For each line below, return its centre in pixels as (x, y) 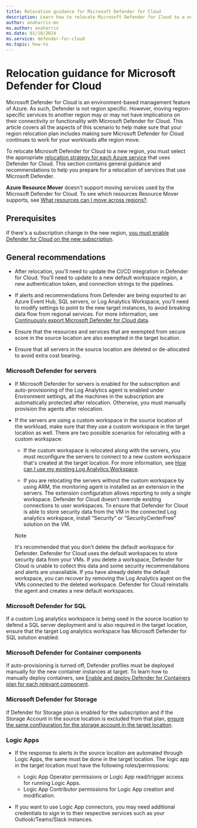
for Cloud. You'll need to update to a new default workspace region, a (98, 278)
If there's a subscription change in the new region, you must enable (87, 232)
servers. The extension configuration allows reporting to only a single (107, 493)
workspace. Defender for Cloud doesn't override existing (92, 499)
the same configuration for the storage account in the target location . (89, 724)
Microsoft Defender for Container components (74, 652)
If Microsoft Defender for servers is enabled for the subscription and (97, 383)
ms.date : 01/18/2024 (31, 34)
